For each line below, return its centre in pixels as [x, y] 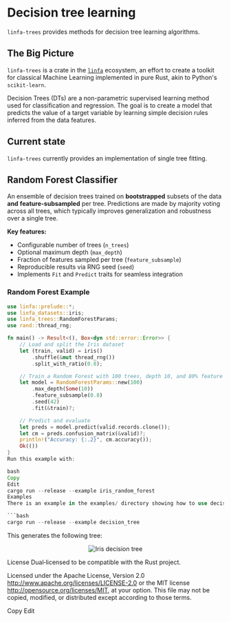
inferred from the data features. [52, 120]
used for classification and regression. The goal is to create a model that [110, 105]
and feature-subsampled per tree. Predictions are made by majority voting [114, 204]
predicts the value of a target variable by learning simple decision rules [108, 112]
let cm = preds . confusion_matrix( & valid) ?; [83, 433]
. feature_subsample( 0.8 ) [67, 395]
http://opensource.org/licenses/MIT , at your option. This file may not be [109, 590]
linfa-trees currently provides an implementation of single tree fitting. [107, 158]
